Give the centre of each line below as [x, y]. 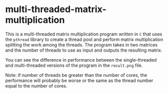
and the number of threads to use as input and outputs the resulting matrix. [84, 50]
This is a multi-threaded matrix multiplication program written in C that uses [84, 34]
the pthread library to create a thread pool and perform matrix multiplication [84, 39]
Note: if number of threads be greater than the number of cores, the [76, 75]
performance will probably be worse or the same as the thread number [79, 80]
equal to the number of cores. [36, 86]
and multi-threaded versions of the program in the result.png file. [74, 65]
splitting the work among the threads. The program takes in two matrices [81, 44]
